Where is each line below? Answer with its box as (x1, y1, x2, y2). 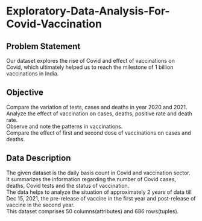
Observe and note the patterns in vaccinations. (6, 123, 123, 130)
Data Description (6, 153, 71, 164)
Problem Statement (6, 41, 81, 51)
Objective (6, 88, 44, 98)
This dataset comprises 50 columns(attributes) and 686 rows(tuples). (6, 207, 179, 215)
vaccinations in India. (6, 70, 59, 77)
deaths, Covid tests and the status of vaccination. (6, 182, 130, 189)
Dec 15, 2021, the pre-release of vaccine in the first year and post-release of (6, 194, 196, 202)
